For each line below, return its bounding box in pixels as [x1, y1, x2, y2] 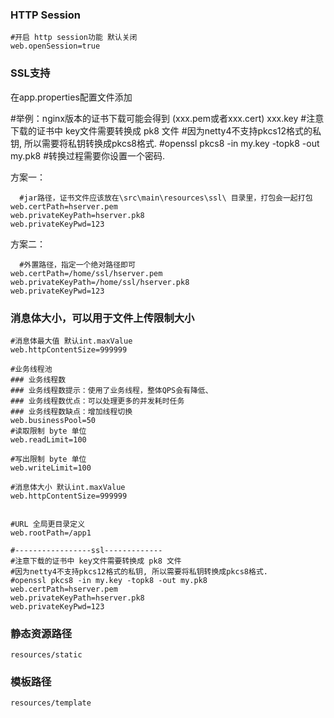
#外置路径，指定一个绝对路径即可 [19, 259, 136, 270]
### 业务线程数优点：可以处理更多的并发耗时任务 [10, 396, 185, 406]
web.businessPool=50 [10, 415, 97, 425]
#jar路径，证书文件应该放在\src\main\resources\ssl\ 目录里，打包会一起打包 [19, 193, 313, 203]
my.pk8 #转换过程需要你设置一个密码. [10, 149, 166, 162]
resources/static [10, 650, 83, 660]
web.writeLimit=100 [10, 463, 92, 473]
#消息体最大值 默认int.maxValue [10, 336, 133, 346]
